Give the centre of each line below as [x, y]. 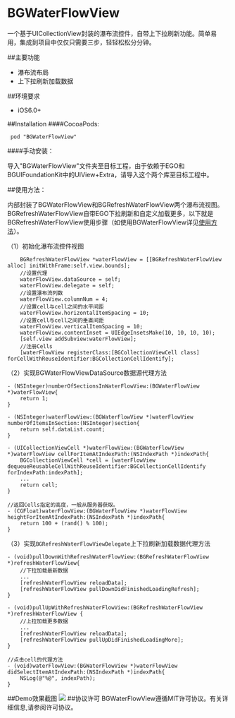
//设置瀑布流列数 [42, 293]
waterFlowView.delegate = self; [67, 285]
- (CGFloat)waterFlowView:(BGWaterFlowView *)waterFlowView [97, 511]
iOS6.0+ [29, 110]
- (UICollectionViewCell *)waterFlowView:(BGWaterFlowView [96, 448]
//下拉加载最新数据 [44, 570]
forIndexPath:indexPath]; [45, 472]
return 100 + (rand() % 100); [64, 523]
